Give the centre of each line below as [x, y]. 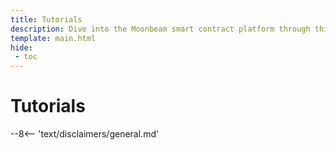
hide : [21, 47]
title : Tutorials [46, 19]
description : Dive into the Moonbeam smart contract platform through [160, 29]
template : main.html [53, 38]
